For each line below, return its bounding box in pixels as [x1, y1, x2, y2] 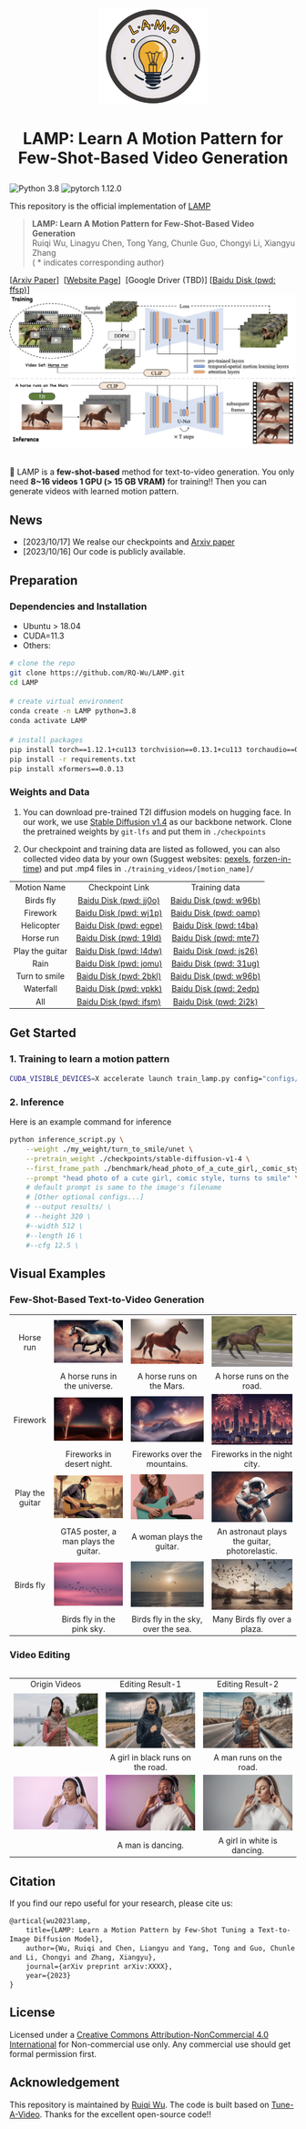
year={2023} [25, 1971, 71, 1980]
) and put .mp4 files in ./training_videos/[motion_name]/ [39, 862, 255, 873]
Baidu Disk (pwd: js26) [172, 945, 259, 956]
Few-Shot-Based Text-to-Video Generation [9, 1293, 205, 1306]
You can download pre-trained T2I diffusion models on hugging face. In [22, 806, 291, 818]
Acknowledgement [9, 2075, 120, 2091]
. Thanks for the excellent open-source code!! [39, 2108, 212, 2120]
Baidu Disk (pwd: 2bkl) [76, 971, 162, 982]
